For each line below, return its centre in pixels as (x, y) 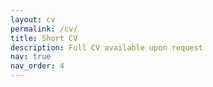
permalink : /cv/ (44, 29)
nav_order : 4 (37, 66)
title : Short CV (44, 38)
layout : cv (33, 19)
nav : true (31, 57)
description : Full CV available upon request (106, 47)
